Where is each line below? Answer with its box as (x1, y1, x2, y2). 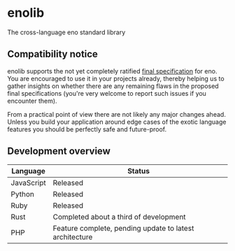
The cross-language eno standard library (7, 28, 126, 36)
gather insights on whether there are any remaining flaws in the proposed (7, 82, 219, 90)
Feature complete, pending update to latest (52, 223, 194, 233)
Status (127, 166, 150, 175)
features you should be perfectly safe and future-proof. (7, 124, 166, 134)
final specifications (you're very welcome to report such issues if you (7, 89, 206, 97)
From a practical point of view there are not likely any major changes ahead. (7, 110, 226, 118)
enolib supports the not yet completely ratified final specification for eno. (7, 66, 218, 75)
